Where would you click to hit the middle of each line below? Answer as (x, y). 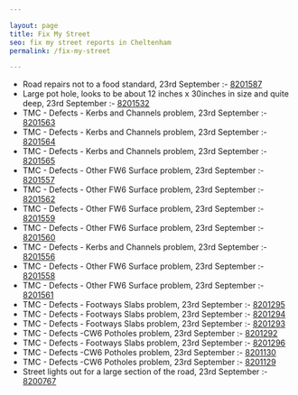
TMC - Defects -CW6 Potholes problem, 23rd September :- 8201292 (150, 334)
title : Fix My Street (50, 34)
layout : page (34, 25)
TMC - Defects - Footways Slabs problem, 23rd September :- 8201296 (154, 343)
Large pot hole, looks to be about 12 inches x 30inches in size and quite (155, 94)
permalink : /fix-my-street (60, 51)
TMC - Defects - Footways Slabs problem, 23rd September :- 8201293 (154, 324)
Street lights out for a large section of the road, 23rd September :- (145, 372)
